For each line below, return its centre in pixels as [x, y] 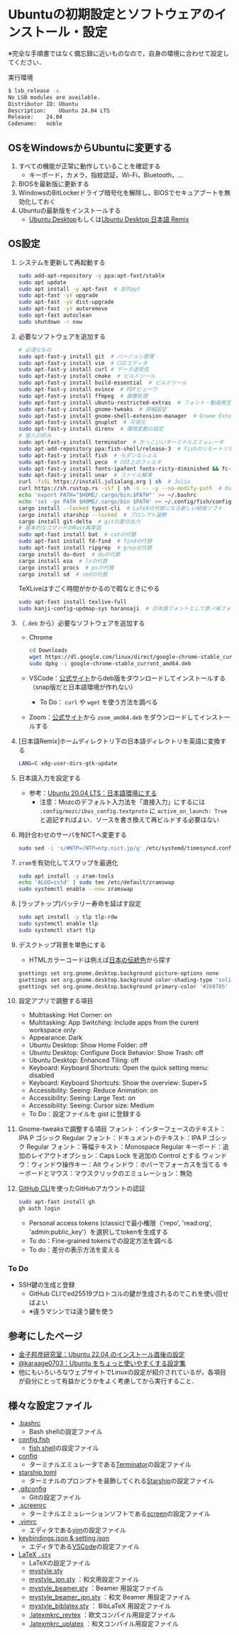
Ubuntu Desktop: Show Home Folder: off [88, 1045]
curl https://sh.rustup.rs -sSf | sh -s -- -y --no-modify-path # [120, 488]
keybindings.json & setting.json [64, 1538]
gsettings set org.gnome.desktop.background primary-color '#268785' [123, 986]
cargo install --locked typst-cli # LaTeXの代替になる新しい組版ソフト [120, 508]
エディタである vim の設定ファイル [78, 1530]
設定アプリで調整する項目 [56, 1001]
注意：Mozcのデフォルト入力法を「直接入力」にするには [122, 802]
